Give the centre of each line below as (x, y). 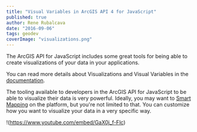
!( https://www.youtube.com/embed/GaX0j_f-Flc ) (66, 122)
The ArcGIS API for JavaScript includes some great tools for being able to (97, 56)
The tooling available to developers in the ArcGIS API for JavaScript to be (96, 92)
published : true (26, 17)
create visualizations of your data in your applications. (73, 62)
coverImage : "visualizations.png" (49, 39)
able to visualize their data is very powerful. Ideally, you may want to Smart (99, 98)
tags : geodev (22, 34)
